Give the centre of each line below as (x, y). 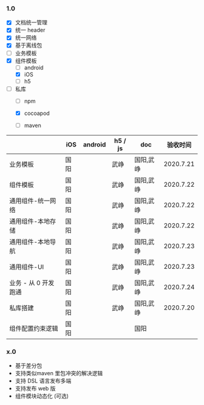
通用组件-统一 (30, 201)
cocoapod (37, 113)
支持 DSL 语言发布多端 (43, 381)
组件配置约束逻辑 (34, 328)
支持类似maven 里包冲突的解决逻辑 (59, 373)
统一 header (30, 30)
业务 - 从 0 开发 (32, 283)
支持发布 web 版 (35, 389)
